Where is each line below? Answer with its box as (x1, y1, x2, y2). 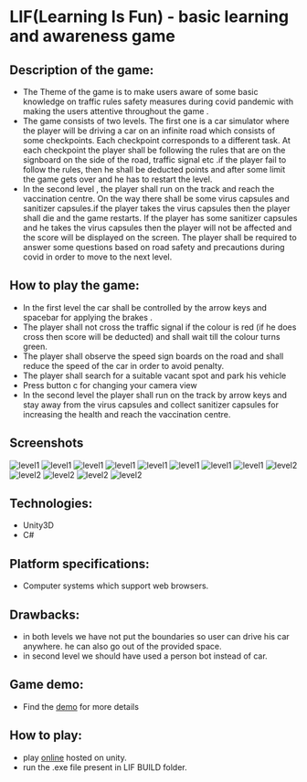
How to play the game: (9, 278, 140, 293)
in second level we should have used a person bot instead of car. (22, 650, 268, 661)
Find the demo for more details (22, 701, 140, 712)
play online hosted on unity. (22, 752, 127, 763)
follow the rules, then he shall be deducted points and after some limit (22, 164, 286, 174)
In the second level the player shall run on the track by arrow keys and (22, 389, 288, 400)
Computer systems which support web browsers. (22, 580, 209, 591)
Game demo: (9, 677, 84, 692)
